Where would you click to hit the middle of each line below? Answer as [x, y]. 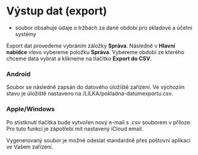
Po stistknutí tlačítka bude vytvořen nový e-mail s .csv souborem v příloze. [99, 122]
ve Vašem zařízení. [30, 147]
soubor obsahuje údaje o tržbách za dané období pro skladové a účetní [104, 28]
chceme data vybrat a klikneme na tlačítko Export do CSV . [79, 58]
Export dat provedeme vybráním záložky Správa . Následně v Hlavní [91, 46]
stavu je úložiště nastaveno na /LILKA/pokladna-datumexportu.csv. [90, 94]
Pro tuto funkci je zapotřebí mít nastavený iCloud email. [75, 129]
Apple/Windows [31, 109]
